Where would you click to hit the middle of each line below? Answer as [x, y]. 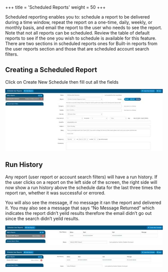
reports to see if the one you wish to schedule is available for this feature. [81, 38]
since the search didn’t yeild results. [42, 218]
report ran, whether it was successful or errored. [55, 193]
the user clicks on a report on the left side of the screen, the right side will [81, 182]
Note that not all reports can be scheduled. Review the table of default [77, 33]
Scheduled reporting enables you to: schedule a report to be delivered [77, 17]
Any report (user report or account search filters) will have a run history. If [81, 177]
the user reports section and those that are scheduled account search [77, 49]
